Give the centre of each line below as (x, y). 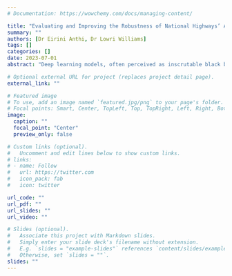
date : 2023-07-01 (32, 58)
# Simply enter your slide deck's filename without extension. (103, 242)
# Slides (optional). (38, 229)
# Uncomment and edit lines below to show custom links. (94, 153)
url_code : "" (26, 197)
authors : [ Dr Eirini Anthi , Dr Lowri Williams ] (77, 39)
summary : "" (24, 32)
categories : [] (29, 52)
